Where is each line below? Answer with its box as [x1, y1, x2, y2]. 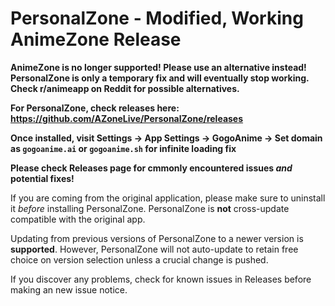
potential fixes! [10, 172, 75, 184]
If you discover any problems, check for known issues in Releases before [10, 273, 312, 285]
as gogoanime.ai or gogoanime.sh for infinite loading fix [10, 142, 237, 154]
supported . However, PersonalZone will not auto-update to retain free [10, 243, 299, 255]
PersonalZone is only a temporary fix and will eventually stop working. [10, 72, 310, 84]
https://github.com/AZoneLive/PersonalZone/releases [10, 112, 244, 124]
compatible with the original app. [10, 213, 146, 225]
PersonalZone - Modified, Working [10, 7, 304, 30]
